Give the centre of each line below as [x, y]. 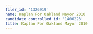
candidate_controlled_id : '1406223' [44, 19]
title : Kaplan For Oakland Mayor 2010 [46, 24]
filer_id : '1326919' [27, 10]
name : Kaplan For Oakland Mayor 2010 [45, 14]
